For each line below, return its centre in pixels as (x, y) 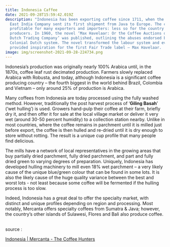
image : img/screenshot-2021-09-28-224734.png (54, 52)
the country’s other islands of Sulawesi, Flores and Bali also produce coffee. (84, 214)
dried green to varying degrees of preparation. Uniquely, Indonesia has (79, 161)
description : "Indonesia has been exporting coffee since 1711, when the (85, 19)
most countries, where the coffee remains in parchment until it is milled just (83, 125)
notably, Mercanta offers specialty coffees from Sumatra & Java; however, (83, 209)
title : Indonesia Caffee (31, 10)
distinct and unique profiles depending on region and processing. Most (79, 203)
